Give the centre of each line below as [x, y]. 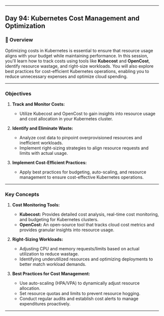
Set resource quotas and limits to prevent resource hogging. [80, 294]
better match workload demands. [53, 264]
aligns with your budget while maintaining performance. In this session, [77, 56]
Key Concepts [22, 194]
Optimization [25, 26]
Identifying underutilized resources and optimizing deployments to [86, 259]
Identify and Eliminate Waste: [42, 128]
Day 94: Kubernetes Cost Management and [72, 18]
